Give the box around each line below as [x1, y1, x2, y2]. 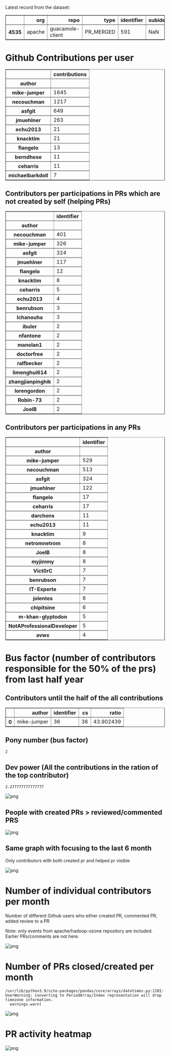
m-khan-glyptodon [18, 613, 67, 620]
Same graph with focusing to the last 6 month [5, 844, 152, 853]
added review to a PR [5, 918, 50, 924]
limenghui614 [12, 369, 47, 376]
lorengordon [14, 387, 46, 394]
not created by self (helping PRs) [5, 197, 111, 206]
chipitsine [30, 604, 55, 611]
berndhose [15, 153, 42, 160]
